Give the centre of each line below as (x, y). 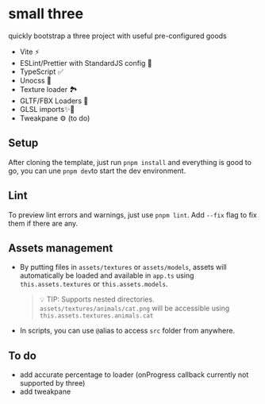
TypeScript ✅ (42, 71)
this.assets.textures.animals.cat (96, 316)
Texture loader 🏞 (48, 89)
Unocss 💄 (35, 80)
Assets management (61, 248)
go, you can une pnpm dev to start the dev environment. (97, 171)
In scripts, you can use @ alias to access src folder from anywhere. (127, 331)
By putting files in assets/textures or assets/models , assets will (123, 267)
